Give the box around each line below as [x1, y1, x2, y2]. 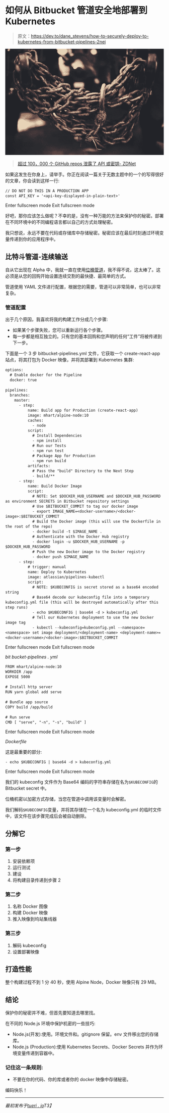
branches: [10, 393, 30, 398]
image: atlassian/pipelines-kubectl [27, 574, 105, 580]
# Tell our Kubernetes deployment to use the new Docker [32, 615, 154, 620]
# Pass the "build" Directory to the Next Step [32, 468, 134, 474]
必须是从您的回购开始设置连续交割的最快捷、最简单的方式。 [5, 273, 129, 279]
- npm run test [32, 448, 64, 454]
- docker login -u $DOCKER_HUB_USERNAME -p [32, 539, 125, 545]
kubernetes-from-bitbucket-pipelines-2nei [17, 38, 106, 44]
